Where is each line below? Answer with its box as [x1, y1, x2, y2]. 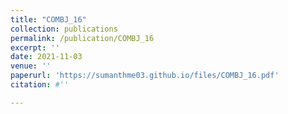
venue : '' [10, 61, 52, 71]
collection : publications [10, 24, 118, 34]
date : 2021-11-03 [10, 52, 83, 62]
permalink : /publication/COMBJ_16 [10, 33, 155, 43]
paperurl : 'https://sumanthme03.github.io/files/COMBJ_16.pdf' [10, 71, 280, 81]
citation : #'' [10, 80, 70, 90]
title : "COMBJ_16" [10, 14, 87, 25]
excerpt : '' [10, 42, 60, 53]
